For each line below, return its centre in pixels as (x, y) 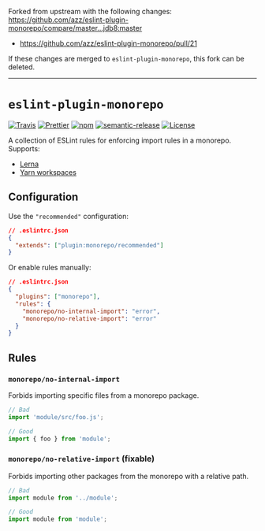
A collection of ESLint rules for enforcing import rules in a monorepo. (120, 140)
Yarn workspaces (48, 172)
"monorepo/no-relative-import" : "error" (90, 318)
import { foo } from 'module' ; (60, 439)
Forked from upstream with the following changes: (90, 11)
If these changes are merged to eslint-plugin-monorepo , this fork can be (126, 59)
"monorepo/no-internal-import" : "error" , (91, 311)
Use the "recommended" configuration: (68, 216)
